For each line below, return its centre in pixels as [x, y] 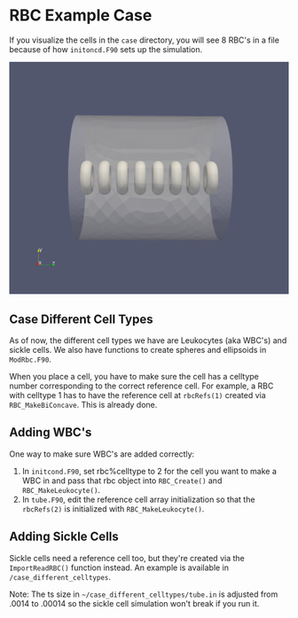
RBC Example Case [81, 16]
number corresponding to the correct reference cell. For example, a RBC [141, 386]
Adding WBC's [51, 432]
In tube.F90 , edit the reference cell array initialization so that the [138, 499]
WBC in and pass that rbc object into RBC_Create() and [122, 481]
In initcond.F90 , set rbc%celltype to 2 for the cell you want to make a [149, 471]
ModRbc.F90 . [30, 359]
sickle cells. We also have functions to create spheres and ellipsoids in [138, 350]
